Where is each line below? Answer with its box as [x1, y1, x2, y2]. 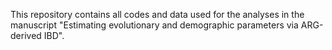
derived [10, 30, 42, 41]
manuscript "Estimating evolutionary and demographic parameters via [10, 19, 299, 31]
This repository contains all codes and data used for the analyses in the [10, 9, 305, 20]
